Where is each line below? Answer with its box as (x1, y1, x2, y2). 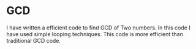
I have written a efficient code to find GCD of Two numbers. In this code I (6, 24, 191, 31)
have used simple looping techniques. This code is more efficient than (6, 30, 184, 37)
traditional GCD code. (6, 37, 61, 44)
